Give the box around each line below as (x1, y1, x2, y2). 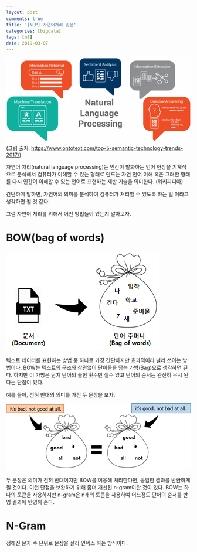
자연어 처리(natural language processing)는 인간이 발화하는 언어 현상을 (6, 163, 171, 170)
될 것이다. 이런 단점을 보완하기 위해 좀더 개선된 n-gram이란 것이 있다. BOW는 (6, 483, 183, 490)
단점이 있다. (16, 379, 44, 386)
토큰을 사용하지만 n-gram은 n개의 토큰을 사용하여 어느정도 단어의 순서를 (16, 491, 182, 498)
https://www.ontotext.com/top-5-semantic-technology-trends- (31, 144, 184, 152)
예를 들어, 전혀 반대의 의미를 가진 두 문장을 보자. (6, 391, 116, 398)
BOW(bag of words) (6, 231, 105, 244)
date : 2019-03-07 (6, 40, 49, 46)
